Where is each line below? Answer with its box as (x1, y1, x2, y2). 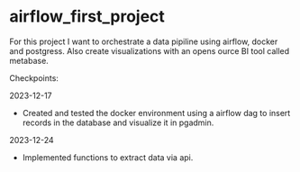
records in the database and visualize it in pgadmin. (22, 117, 214, 128)
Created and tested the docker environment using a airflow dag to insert (22, 107, 291, 118)
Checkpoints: (9, 72, 59, 83)
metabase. (9, 55, 50, 66)
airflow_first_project (9, 6, 165, 27)
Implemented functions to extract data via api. (22, 151, 194, 163)
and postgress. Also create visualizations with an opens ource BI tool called (9, 45, 290, 56)
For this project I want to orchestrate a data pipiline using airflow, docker (9, 36, 278, 47)
